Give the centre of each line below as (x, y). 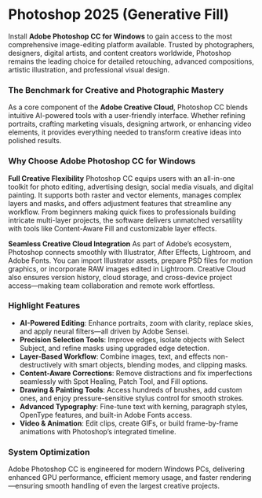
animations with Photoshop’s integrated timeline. (98, 431)
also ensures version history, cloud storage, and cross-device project (120, 277)
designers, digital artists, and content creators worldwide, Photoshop (120, 53)
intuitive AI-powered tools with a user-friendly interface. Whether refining (127, 116)
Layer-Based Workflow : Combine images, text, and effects (115, 356)
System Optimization (49, 452)
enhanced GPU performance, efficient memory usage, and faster (113, 478)
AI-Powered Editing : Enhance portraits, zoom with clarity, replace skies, (136, 323)
